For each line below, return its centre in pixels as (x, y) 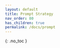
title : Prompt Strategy (29, 14)
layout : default (21, 9)
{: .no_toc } (16, 41)
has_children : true (25, 23)
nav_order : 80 (20, 18)
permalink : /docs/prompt (30, 27)
